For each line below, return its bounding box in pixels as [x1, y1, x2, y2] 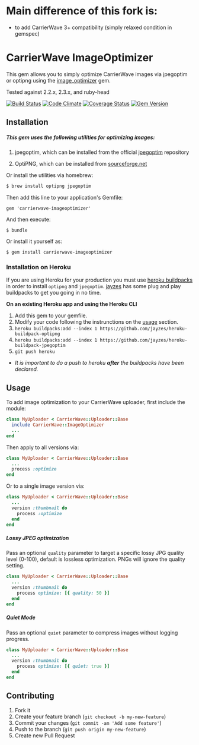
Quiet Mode [6, 614, 36, 621]
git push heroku [14, 349, 55, 355]
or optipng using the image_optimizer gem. [6, 77, 111, 84]
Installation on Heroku [6, 263, 71, 272]
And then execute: [6, 216, 51, 223]
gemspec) [14, 30, 40, 37]
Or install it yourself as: [6, 238, 62, 245]
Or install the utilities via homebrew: [6, 172, 94, 179]
